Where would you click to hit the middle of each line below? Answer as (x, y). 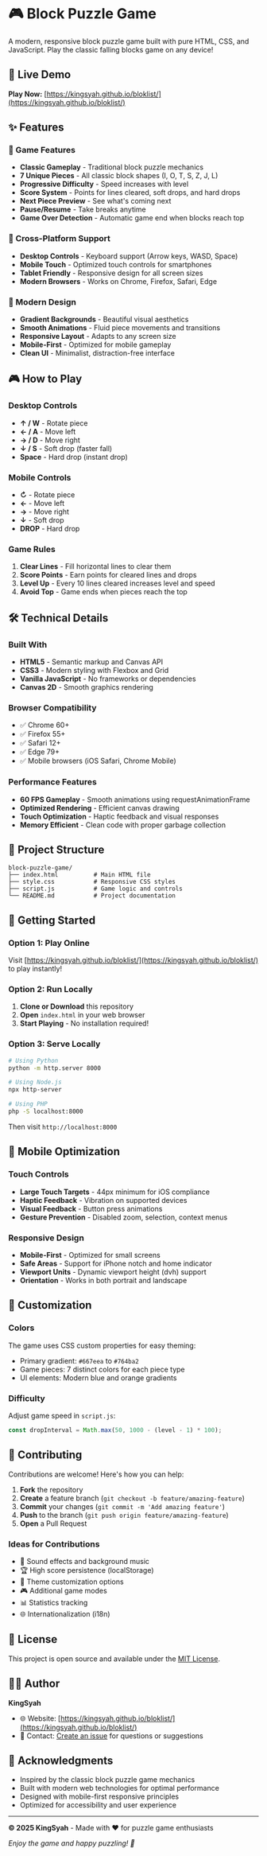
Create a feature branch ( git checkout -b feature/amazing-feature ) (132, 1498)
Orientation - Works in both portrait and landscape (103, 1280)
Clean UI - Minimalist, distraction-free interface (97, 353)
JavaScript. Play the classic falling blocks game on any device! (111, 49)
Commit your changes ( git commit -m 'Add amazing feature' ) (122, 1506)
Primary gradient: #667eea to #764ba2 (79, 1360)
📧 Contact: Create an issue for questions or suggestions (112, 1735)
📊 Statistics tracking (54, 1602)
